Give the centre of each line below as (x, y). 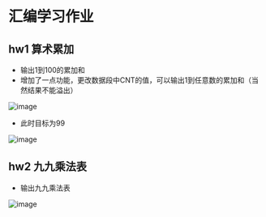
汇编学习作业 (51, 17)
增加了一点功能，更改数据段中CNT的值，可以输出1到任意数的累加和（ (136, 80)
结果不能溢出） (52, 90)
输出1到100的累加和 (52, 70)
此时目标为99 (43, 123)
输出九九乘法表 (45, 188)
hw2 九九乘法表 (48, 167)
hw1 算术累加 (41, 49)
